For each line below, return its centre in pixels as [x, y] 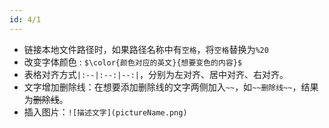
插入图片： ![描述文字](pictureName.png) [105, 112]
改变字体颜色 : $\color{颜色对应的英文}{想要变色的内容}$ [133, 62]
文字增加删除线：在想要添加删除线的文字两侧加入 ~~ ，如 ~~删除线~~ [158, 87]
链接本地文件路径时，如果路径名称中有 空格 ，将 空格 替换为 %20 [146, 49]
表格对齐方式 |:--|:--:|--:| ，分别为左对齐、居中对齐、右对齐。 [156, 74]
